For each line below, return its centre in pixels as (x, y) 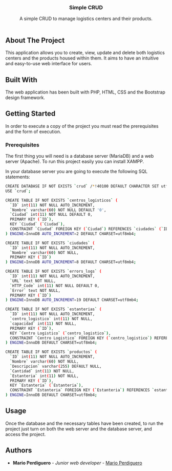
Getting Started (30, 114)
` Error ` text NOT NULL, (35, 290)
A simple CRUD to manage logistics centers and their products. (86, 18)
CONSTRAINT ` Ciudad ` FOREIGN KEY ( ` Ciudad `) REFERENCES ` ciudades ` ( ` (87, 229)
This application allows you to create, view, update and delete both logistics (85, 53)
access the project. (26, 434)
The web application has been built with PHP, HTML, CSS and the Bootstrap (85, 92)
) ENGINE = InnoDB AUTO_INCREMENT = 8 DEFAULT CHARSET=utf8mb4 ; (71, 262)
